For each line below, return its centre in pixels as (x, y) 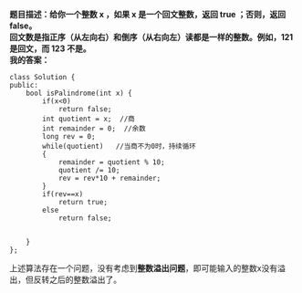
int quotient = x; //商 (89, 119)
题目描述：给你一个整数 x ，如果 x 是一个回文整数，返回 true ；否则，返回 (148, 14)
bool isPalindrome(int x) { (79, 93)
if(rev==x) (63, 194)
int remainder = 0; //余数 (94, 129)
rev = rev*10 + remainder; (109, 178)
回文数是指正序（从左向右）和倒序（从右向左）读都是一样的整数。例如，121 (151, 37)
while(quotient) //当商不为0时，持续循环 (119, 146)
